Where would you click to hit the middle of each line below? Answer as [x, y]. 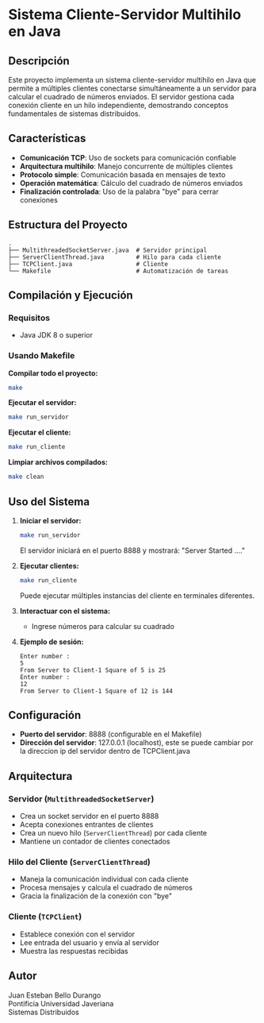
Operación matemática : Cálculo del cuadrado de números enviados [131, 183]
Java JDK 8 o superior [56, 335]
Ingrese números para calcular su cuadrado [103, 626]
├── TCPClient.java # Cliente [88, 264]
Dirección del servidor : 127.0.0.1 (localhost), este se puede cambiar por [136, 743]
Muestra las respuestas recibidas [74, 951]
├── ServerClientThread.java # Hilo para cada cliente [115, 257]
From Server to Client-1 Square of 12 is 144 [96, 691]
